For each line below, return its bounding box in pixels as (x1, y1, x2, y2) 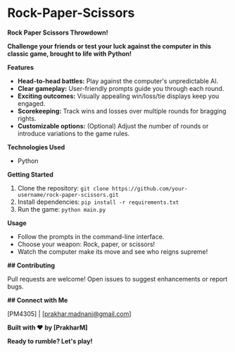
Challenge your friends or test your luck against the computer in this (7, 42, 212, 50)
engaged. (17, 99, 46, 107)
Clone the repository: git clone (17, 183, 109, 192)
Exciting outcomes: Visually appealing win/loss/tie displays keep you (17, 92, 220, 100)
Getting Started (7, 170, 54, 178)
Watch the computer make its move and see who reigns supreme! (17, 247, 208, 255)
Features (7, 63, 34, 71)
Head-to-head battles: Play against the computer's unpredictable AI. (17, 76, 219, 85)
